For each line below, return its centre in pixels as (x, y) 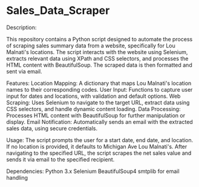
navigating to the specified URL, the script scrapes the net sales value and (99, 153)
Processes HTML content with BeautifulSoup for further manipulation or (96, 115)
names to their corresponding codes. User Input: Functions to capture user (99, 89)
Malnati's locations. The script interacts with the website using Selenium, (97, 52)
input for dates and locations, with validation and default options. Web (93, 96)
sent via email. (24, 71)
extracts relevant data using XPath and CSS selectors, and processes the (97, 58)
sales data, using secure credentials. (52, 128)
